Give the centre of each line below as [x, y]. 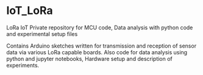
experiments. [23, 65]
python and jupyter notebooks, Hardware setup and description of [89, 59]
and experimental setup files [42, 34]
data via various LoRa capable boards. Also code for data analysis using [97, 52]
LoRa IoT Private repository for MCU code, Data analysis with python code [100, 27]
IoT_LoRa [30, 11]
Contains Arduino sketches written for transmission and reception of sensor [101, 46]
